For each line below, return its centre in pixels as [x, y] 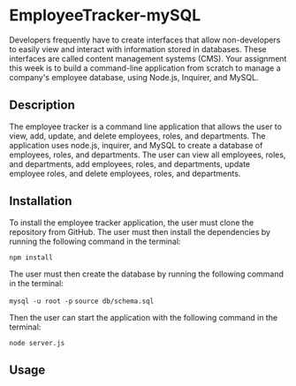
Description [42, 106]
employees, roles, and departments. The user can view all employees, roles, [148, 155]
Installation [41, 201]
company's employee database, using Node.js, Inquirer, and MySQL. [134, 77]
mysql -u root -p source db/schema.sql [82, 301]
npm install [31, 257]
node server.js [37, 343]
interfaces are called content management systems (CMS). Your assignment [148, 58]
